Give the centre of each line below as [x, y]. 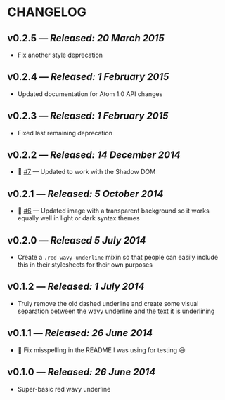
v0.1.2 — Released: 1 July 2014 [76, 287]
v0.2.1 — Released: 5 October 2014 [85, 194]
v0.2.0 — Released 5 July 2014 [77, 240]
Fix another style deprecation [60, 55]
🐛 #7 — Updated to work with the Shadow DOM [86, 172]
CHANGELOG [47, 12]
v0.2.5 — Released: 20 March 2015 [86, 38]
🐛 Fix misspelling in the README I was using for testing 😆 [101, 350]
